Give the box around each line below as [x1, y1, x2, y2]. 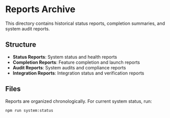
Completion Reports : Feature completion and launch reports [12, 59, 140, 65]
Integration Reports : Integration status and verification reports [12, 70, 145, 76]
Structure [5, 41, 37, 49]
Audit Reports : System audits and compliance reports [12, 64, 126, 70]
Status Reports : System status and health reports [12, 54, 117, 60]
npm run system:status [5, 108, 53, 113]
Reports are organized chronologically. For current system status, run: [5, 98, 152, 104]
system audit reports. [5, 25, 50, 31]
